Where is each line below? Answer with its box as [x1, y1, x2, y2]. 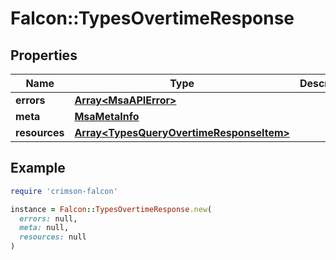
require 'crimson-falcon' [10, 186, 118, 196]
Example [10, 160, 66, 177]
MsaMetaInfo [74, 110, 140, 123]
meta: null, [19, 223, 70, 233]
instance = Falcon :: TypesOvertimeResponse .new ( [10, 204, 213, 214]
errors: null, [19, 213, 78, 224]
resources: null [19, 232, 87, 242]
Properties [10, 47, 78, 64]
